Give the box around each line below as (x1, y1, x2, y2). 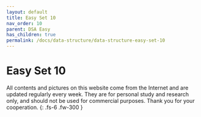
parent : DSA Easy (6, 26, 51, 32)
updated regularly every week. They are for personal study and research (6, 90, 189, 98)
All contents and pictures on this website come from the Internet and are (6, 84, 189, 91)
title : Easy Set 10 (6, 15, 56, 21)
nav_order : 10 (6, 20, 43, 26)
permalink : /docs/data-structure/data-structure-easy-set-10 (6, 37, 166, 43)
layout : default (6, 9, 48, 15)
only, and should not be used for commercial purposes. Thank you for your (6, 97, 195, 104)
